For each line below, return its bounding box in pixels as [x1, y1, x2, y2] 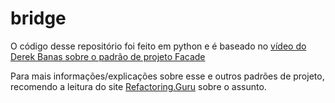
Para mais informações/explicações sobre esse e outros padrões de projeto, [10, 70, 325, 82]
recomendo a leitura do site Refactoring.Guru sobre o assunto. [10, 80, 267, 92]
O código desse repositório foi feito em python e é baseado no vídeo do [10, 40, 307, 52]
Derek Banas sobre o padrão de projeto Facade [10, 50, 206, 62]
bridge [10, 7, 67, 30]
